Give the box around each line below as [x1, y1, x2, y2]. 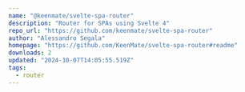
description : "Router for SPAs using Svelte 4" [8, 19, 171, 27]
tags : [8, 64, 26, 72]
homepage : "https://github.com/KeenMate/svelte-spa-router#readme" [8, 42, 239, 50]
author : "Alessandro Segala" [8, 34, 106, 42]
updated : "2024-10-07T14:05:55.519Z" [8, 57, 135, 65]
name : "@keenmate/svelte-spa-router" [8, 11, 135, 20]
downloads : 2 [8, 49, 52, 57]
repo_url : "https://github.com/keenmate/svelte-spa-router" [8, 26, 214, 34]
